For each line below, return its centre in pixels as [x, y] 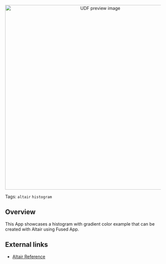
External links [27, 245]
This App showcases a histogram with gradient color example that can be [80, 224]
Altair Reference [29, 257]
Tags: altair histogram [29, 197]
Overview [21, 212]
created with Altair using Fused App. [42, 229]
